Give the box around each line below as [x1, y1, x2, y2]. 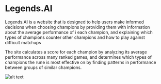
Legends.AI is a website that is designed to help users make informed [5, 19, 144, 25]
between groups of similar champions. [5, 64, 82, 70]
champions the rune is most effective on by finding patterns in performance [5, 59, 157, 65]
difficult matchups [5, 39, 41, 45]
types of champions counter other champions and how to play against [5, 34, 145, 40]
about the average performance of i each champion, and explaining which [5, 29, 153, 35]
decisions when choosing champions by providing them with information [5, 24, 150, 30]
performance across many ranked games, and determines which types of [5, 54, 152, 60]
